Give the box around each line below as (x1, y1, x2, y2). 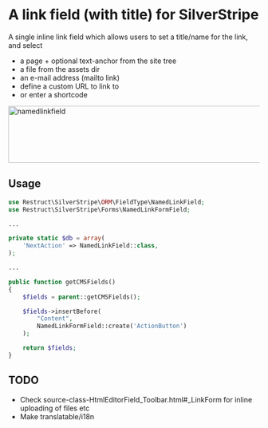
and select (8, 40, 43, 50)
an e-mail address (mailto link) (19, 73, 120, 82)
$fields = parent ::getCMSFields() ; (22, 293, 141, 301)
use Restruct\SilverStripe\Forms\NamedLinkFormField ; (8, 205, 191, 213)
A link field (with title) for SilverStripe (8, 6, 259, 24)
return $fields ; (22, 344, 77, 352)
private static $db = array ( (8, 234, 105, 243)
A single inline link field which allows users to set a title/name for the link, (8, 32, 249, 42)
